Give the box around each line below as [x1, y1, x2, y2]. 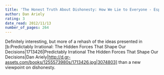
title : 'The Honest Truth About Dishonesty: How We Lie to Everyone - [5, 7, 152, 12]
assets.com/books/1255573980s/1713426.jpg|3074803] [5, 59, 118, 65]
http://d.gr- [48, 54, 71, 60]
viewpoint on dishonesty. [5, 64, 56, 71]
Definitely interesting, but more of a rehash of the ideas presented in [5, 38, 143, 44]
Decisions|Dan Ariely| [5, 54, 49, 60]
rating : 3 [5, 16, 25, 21]
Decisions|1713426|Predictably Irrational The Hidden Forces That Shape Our [5, 49, 159, 55]
